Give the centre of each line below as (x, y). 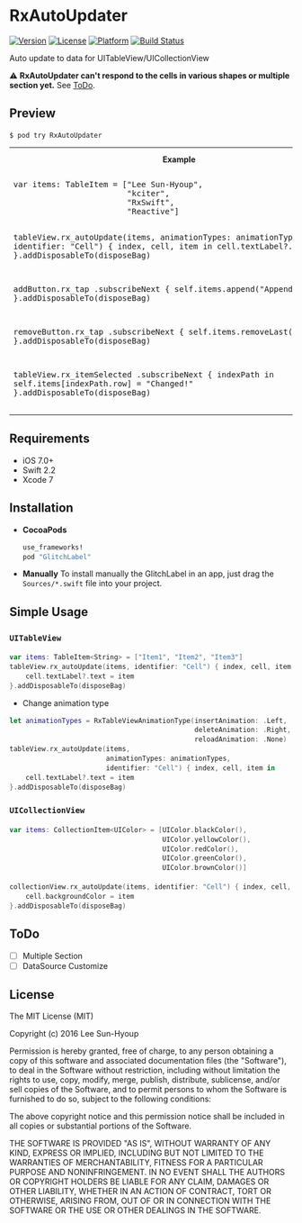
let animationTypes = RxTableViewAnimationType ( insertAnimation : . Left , (148, 720)
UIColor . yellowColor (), (207, 839)
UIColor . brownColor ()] (204, 868)
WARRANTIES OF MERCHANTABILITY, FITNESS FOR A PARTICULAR (136, 1163)
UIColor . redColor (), (201, 849)
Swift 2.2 (39, 470)
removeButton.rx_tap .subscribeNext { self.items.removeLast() (155, 331)
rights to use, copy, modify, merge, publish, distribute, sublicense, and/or (145, 1080)
